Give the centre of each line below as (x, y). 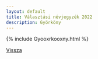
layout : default (26, 11)
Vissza (14, 50)
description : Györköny (34, 22)
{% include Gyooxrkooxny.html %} (48, 39)
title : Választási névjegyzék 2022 (49, 17)
